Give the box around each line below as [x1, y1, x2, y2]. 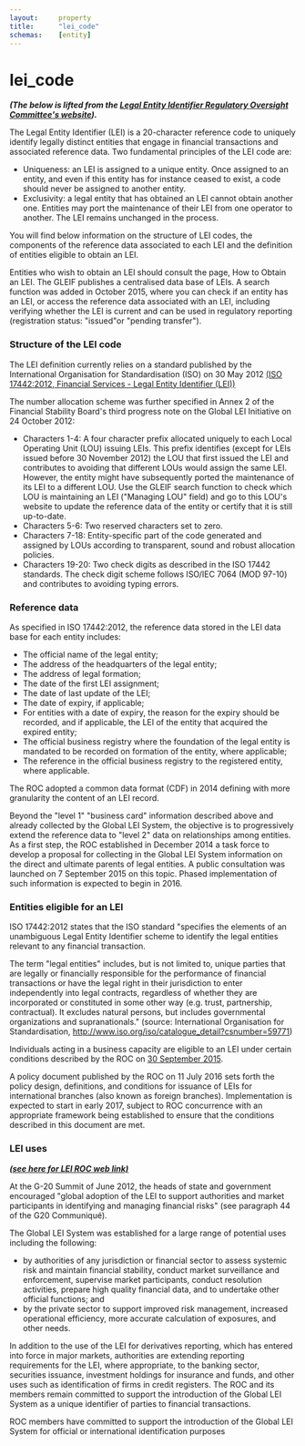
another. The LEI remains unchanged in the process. [22, 212, 219, 223]
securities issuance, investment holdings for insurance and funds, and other [9, 1369, 295, 1380]
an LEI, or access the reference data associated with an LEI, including [9, 296, 270, 307]
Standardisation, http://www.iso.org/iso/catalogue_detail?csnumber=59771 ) [9, 1026, 293, 1037]
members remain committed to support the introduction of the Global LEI [9, 1389, 282, 1400]
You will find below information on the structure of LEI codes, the [9, 230, 253, 241]
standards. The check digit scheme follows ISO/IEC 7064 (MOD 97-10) [22, 569, 288, 579]
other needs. [22, 1322, 71, 1333]
